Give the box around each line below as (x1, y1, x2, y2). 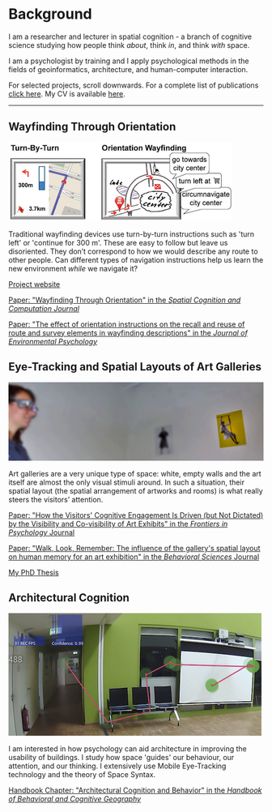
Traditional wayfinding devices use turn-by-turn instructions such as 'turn (8, 229, 255, 239)
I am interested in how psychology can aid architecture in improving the (8, 743, 247, 754)
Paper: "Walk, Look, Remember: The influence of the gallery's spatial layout (8, 544, 261, 553)
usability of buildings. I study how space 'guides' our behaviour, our (8, 752, 235, 762)
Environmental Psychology (8, 336, 98, 346)
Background (8, 5, 92, 24)
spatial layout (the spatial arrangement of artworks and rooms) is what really (8, 486, 263, 496)
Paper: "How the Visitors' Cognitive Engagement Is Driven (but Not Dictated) (8, 511, 264, 520)
